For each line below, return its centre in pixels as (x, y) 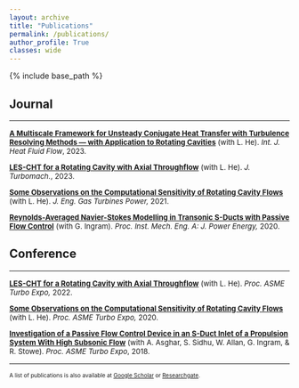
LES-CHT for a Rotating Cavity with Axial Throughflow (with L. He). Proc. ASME (147, 283)
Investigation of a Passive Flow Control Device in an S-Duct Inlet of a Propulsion (149, 333)
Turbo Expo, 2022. (41, 292)
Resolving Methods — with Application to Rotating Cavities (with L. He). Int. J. (145, 142)
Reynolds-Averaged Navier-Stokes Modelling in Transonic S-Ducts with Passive (149, 217)
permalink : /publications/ (59, 34)
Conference (43, 254)
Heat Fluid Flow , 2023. (48, 151)
